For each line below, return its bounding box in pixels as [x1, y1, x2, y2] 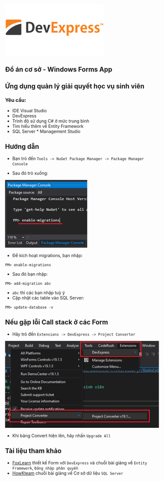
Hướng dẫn [5, 142, 40, 151]
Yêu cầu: [5, 97, 26, 103]
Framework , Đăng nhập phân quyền [12, 465, 79, 471]
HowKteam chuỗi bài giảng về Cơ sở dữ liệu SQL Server [12, 470, 123, 476]
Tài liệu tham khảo [5, 447, 62, 455]
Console [12, 161, 28, 166]
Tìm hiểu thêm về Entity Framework [12, 123, 84, 129]
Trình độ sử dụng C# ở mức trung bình [12, 118, 89, 124]
